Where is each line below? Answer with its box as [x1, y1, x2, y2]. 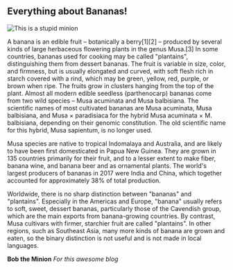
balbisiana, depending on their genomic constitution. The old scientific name [7, 118, 226, 127]
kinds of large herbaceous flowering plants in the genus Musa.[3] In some [7, 44, 218, 53]
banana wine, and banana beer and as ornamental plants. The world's [7, 161, 207, 169]
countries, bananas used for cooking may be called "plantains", [7, 52, 189, 60]
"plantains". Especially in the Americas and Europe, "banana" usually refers [7, 197, 223, 205]
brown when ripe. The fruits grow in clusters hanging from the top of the [7, 81, 214, 90]
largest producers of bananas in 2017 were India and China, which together [7, 169, 222, 177]
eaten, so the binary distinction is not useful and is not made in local [7, 234, 202, 242]
